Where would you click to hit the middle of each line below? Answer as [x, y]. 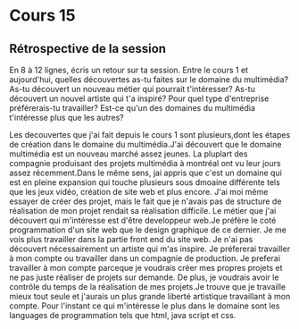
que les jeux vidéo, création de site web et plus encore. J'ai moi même [139, 192]
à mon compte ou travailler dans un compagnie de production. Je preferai [145, 258]
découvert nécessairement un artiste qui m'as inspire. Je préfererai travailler [150, 249]
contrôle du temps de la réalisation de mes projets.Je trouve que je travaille [148, 287]
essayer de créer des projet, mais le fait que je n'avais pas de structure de [145, 201]
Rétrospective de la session [88, 49]
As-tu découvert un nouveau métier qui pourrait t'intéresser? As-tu [133, 89]
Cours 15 [42, 16]
